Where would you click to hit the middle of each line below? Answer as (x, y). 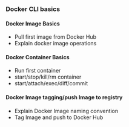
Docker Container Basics (38, 57)
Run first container (38, 71)
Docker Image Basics (33, 24)
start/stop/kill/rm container (48, 77)
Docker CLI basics (33, 9)
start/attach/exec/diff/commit (51, 83)
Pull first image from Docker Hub (55, 37)
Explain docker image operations (55, 44)
